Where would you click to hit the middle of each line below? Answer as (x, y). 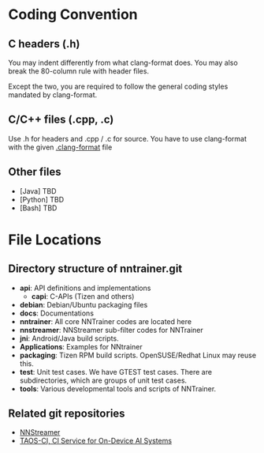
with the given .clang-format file (60, 147)
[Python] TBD (42, 199)
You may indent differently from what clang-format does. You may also (123, 62)
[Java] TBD (38, 191)
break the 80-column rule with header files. (79, 71)
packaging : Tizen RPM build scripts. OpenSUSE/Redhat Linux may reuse (138, 355)
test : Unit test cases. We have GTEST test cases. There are (116, 372)
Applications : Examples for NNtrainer (81, 346)
